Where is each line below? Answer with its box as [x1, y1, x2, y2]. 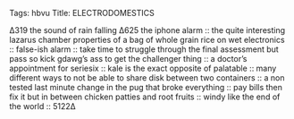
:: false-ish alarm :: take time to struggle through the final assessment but [9, 44, 279, 55]
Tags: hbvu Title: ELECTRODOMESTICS [9, 8, 155, 18]
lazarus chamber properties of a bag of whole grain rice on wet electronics [9, 35, 285, 45]
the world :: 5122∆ [9, 101, 76, 111]
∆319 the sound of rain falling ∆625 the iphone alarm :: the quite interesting [9, 25, 286, 35]
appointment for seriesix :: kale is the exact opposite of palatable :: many [9, 63, 277, 73]
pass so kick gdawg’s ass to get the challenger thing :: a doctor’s [9, 54, 248, 64]
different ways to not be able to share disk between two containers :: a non [9, 72, 285, 83]
